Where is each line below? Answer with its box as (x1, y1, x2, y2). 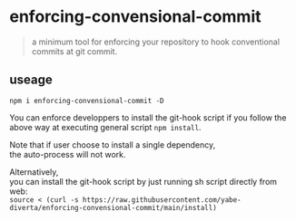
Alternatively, (9, 166, 59, 178)
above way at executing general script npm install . (9, 121, 202, 132)
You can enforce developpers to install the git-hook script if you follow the (9, 111, 287, 123)
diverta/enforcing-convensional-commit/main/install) (9, 203, 218, 212)
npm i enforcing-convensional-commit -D (9, 96, 165, 105)
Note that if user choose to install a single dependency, (9, 139, 216, 150)
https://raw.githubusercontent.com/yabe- (82, 195, 242, 205)
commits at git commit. (31, 45, 118, 56)
